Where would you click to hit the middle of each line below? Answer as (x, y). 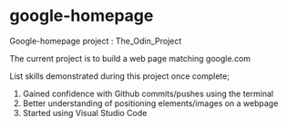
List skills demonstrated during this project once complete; (120, 76)
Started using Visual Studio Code (85, 112)
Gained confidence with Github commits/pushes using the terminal (148, 93)
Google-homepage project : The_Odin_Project (96, 41)
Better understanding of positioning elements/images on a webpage (150, 103)
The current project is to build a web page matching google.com (130, 58)
